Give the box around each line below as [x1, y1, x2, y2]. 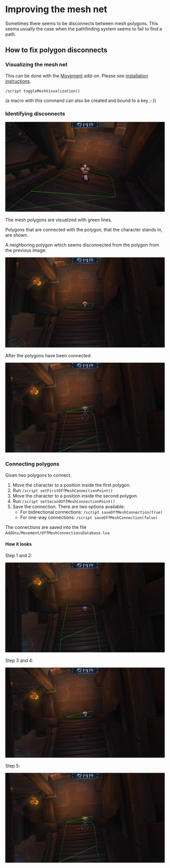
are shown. [5, 232, 29, 238]
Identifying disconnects [5, 110, 65, 117]
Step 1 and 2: [5, 552, 32, 558]
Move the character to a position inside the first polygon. [12, 482, 131, 488]
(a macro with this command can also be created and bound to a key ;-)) [5, 97, 156, 104]
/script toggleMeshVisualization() [5, 88, 80, 93]
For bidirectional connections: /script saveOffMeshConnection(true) [20, 509, 163, 515]
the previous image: [5, 247, 47, 253]
